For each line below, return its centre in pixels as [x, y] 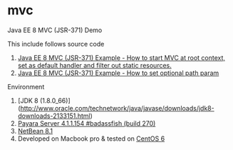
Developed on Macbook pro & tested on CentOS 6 [91, 139]
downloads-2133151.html [54, 116]
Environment [26, 86]
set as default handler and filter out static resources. [95, 65]
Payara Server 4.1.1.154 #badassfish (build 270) [87, 123]
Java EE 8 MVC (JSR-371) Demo [55, 30]
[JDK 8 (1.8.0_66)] [44, 100]
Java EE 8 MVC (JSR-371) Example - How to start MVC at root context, [121, 57]
